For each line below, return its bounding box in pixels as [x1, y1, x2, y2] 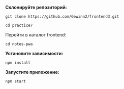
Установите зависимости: [5, 51, 64, 56]
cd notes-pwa [5, 41, 33, 47]
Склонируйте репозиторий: [5, 5, 67, 10]
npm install [5, 60, 30, 65]
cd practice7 [5, 23, 33, 28]
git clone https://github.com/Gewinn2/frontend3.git [5, 14, 119, 19]
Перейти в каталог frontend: [5, 32, 67, 37]
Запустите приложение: [5, 69, 59, 75]
